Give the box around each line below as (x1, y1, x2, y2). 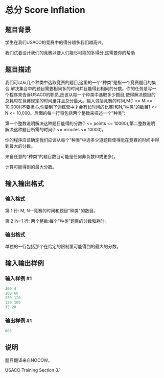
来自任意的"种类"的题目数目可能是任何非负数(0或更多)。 (5, 153, 118, 159)
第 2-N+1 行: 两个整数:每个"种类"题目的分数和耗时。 (5, 218, 109, 224)
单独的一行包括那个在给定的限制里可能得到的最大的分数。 (5, 243, 121, 249)
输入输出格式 (5, 180, 44, 188)
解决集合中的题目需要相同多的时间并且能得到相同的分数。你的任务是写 (10, 85, 153, 91)
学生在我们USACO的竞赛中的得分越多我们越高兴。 (5, 40, 106, 45)
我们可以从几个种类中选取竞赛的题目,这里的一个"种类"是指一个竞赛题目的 (5, 79, 152, 85)
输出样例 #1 (5, 317, 32, 324)
